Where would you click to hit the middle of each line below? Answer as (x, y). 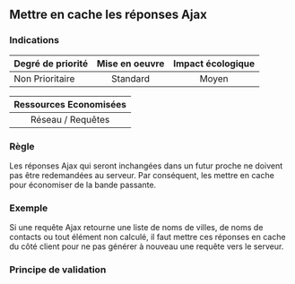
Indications (35, 40)
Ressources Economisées (70, 104)
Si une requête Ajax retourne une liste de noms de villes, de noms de (136, 228)
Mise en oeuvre (131, 64)
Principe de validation (58, 270)
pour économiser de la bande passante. (83, 185)
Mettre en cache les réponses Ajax (108, 15)
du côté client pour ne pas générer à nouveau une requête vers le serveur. (147, 246)
